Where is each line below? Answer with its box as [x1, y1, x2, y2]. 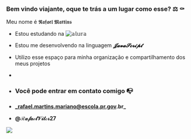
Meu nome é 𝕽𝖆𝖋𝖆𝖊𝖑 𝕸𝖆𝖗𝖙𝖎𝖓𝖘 [6, 18, 72, 26]
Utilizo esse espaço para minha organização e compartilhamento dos [14, 54, 186, 61]
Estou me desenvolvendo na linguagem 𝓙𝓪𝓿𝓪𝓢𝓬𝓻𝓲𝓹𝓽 [14, 42, 143, 49]
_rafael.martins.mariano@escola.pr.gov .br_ [14, 103, 127, 110]
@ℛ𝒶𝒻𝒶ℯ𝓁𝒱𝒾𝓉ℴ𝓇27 [14, 115, 57, 122]
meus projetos [14, 60, 51, 67]
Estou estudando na [14, 30, 64, 38]
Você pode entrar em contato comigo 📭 [14, 87, 133, 95]
